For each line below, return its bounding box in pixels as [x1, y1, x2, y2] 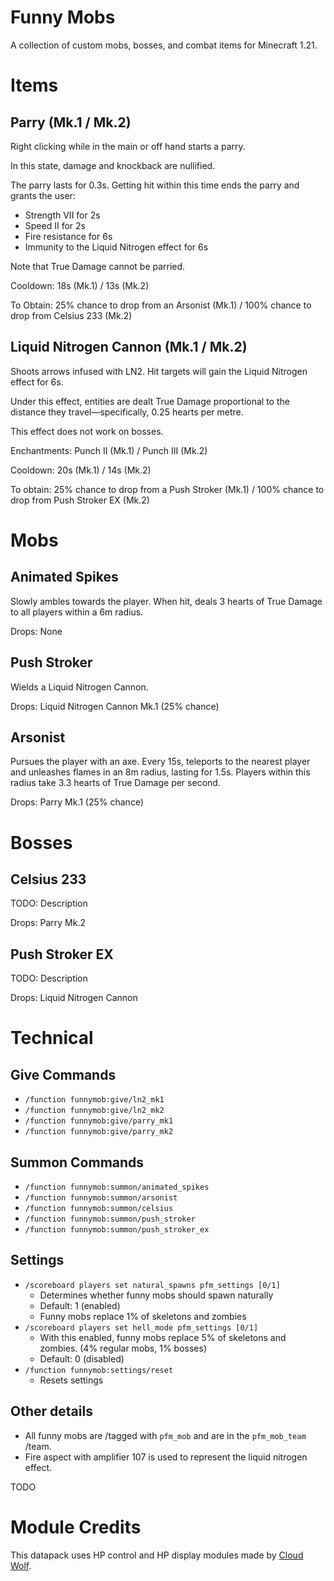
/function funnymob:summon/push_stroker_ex [24, 1225, 210, 1235]
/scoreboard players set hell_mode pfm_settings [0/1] [24, 1322, 259, 1333]
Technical [10, 1027, 94, 1050]
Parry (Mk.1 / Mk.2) [10, 114, 132, 131]
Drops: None [10, 625, 63, 637]
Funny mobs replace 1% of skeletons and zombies [39, 1310, 247, 1322]
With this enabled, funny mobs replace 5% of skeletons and [39, 1331, 287, 1343]
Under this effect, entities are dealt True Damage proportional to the [10, 395, 290, 407]
